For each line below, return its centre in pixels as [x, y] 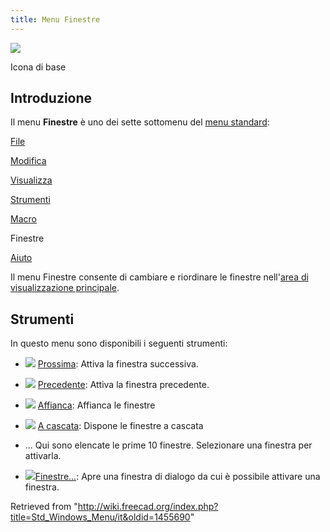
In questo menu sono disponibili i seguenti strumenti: [119, 343]
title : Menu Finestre [55, 19]
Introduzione [51, 98]
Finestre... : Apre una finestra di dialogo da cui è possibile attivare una [177, 477]
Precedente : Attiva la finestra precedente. [123, 385]
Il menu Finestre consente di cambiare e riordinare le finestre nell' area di [159, 277]
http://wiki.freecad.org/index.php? [148, 507]
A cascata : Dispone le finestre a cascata [120, 426]
